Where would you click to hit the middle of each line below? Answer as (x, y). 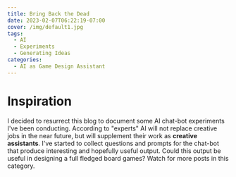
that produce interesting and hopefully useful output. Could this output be (114, 151)
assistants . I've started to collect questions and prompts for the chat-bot (113, 143)
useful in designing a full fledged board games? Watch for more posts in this (118, 158)
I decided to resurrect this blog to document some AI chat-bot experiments (116, 121)
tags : (15, 33)
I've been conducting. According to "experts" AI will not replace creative (112, 128)
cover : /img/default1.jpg (45, 27)
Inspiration (39, 101)
